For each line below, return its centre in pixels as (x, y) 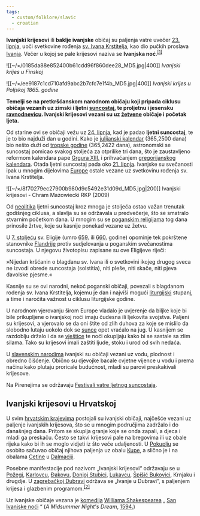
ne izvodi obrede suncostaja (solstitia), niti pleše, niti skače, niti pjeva (92, 269)
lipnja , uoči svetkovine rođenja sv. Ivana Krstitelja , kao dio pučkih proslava (98, 46)
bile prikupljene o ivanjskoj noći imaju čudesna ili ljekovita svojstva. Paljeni (98, 317)
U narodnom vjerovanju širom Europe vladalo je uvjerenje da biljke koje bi (96, 311)
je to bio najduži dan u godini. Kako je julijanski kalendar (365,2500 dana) (96, 139)
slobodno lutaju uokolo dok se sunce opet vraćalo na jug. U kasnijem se (95, 330)
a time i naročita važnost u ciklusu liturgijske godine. (71, 299)
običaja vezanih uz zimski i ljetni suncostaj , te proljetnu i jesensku (90, 108)
